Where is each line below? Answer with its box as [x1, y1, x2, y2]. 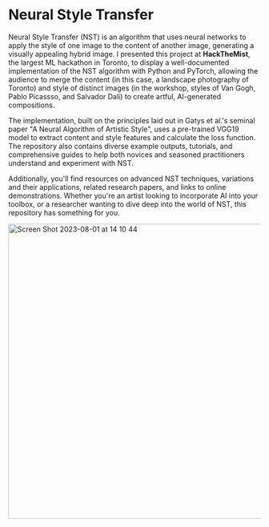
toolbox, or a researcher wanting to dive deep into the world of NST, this [8, 199, 247, 209]
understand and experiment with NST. [8, 158, 134, 167]
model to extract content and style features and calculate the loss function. [8, 132, 256, 142]
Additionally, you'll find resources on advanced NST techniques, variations [8, 174, 255, 183]
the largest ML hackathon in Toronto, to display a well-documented [8, 58, 230, 67]
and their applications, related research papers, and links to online [8, 182, 227, 191]
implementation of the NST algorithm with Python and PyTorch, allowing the [8, 66, 259, 75]
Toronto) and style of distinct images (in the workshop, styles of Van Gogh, [8, 82, 256, 93]
